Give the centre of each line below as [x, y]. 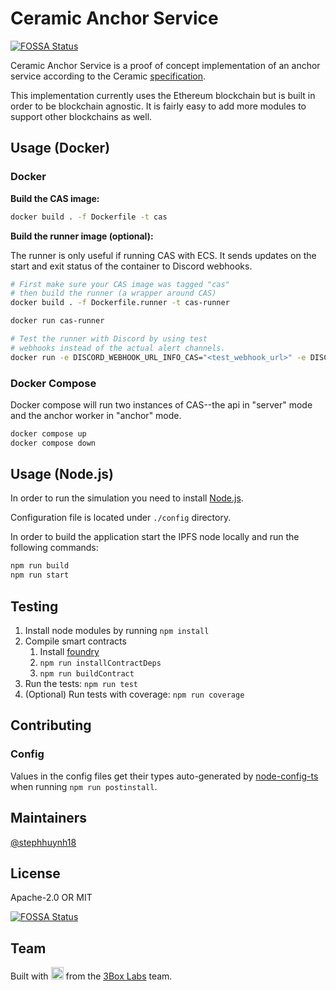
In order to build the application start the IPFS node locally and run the [155, 537]
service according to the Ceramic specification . [108, 76]
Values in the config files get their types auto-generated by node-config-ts [164, 776]
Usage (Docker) [60, 148]
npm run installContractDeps [100, 663]
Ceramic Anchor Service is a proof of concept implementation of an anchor [165, 65]
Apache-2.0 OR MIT [51, 898]
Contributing [51, 725]
